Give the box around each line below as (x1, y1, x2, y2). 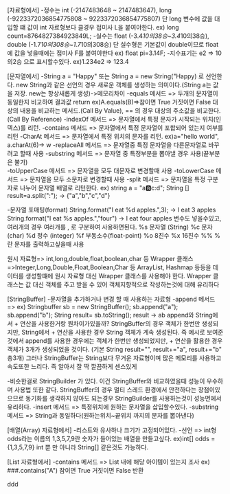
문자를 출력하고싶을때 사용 (14, 240, 84, 248)
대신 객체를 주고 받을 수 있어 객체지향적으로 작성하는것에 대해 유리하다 (32, 280, 220, 289)
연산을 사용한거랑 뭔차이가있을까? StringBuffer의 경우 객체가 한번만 (20, 319, 200, 328)
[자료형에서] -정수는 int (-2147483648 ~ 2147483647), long (7, 6, 172, 14)
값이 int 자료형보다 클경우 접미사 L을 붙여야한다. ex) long (27, 23, 180, 31)
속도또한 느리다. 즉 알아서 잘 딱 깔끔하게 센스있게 (7, 363, 137, 370)
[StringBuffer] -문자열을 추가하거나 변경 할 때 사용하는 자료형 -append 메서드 (7, 295, 216, 303)
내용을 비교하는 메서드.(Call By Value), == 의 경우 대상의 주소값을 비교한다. (19, 106, 221, 115)
